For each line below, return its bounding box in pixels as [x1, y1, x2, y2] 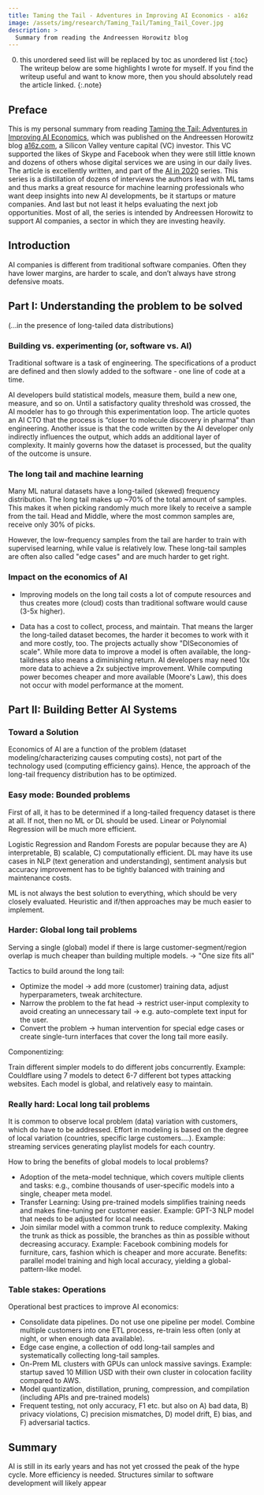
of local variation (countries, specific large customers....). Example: [8, 1133, 226, 1143]
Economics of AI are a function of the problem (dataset [8, 744, 187, 754]
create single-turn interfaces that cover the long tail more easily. [19, 1031, 229, 1041]
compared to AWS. [19, 1376, 81, 1385]
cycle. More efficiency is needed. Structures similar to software [8, 1470, 214, 1479]
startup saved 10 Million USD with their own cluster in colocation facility [19, 1367, 252, 1377]
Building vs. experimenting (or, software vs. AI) [8, 340, 192, 351]
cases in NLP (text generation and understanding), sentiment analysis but [8, 856, 247, 866]
